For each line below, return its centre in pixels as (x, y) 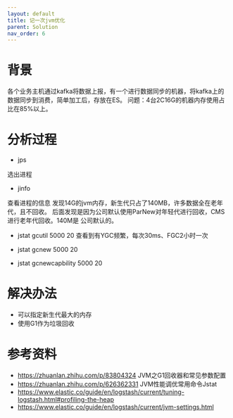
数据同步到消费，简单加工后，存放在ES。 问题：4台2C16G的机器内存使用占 (116, 100)
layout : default (31, 14)
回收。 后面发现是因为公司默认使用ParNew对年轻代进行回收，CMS (128, 212)
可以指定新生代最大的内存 (55, 315)
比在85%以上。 (30, 109)
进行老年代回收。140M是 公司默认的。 (63, 221)
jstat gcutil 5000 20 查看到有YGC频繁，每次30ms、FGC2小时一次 (113, 236)
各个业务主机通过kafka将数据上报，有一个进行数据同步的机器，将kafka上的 (116, 91)
